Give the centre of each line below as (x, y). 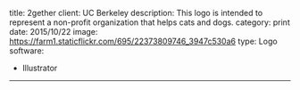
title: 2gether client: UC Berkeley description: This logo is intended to (136, 13)
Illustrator (40, 68)
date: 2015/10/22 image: (54, 32)
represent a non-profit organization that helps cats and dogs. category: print (150, 22)
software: (27, 51)
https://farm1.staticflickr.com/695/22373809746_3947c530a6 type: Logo (144, 41)
